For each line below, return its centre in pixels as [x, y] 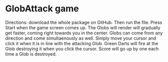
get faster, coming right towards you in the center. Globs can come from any [84, 33]
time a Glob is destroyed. [31, 54]
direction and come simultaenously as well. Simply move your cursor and [81, 38]
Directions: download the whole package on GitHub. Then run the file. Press [84, 22]
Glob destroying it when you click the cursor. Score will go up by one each [82, 49]
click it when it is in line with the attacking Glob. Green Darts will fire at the [82, 43]
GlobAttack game [42, 9]
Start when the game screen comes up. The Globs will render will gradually [83, 27]
